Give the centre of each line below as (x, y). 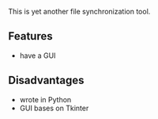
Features (30, 36)
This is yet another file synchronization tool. (79, 12)
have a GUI (38, 56)
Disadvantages (46, 81)
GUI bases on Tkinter (54, 108)
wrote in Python (45, 99)
